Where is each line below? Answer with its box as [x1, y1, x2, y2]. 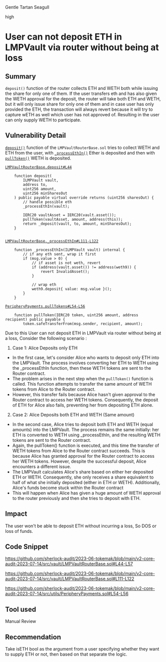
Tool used [5, 605, 36, 613]
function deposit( [14, 173, 52, 178]
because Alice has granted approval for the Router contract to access [12, 453, 155, 459]
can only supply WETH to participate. [5, 117, 82, 123]
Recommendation [5, 633, 61, 641]
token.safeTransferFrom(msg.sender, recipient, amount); [23, 321, 143, 326]
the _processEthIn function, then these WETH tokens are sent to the [12, 365, 151, 371]
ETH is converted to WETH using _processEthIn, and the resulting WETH [12, 432, 161, 438]
